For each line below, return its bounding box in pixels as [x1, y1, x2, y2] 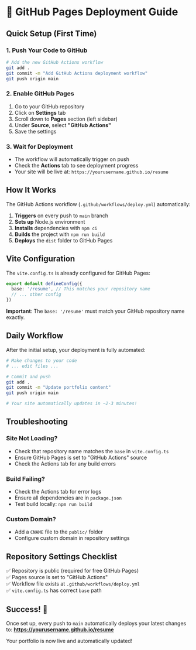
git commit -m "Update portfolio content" [6, 385, 111, 391]
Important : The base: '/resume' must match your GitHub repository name [6, 307, 185, 315]
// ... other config [11, 292, 61, 297]
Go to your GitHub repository [14, 102, 85, 110]
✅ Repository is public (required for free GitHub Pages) [6, 567, 139, 574]
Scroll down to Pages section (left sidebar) [14, 115, 118, 122]
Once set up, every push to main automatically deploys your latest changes [6, 620, 187, 627]
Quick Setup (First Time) [6, 29, 97, 39]
